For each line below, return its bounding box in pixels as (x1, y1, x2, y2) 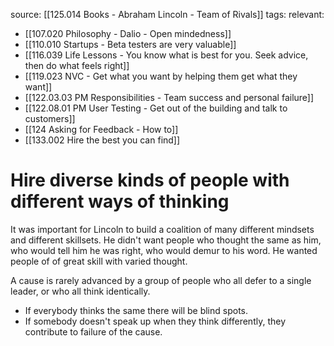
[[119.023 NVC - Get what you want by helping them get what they (24, 70, 298, 82)
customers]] (24, 113, 76, 124)
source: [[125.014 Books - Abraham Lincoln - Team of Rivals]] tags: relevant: (10, 9, 325, 20)
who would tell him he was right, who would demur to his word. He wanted (10, 244, 318, 256)
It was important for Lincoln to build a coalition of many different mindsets (10, 223, 315, 235)
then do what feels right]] (24, 60, 130, 71)
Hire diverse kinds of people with (10, 169, 290, 192)
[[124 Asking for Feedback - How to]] (24, 124, 179, 135)
